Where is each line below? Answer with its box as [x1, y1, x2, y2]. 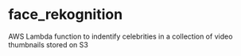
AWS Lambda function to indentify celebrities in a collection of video [8, 32, 233, 41]
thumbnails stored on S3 [8, 39, 89, 49]
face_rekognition [8, 6, 123, 24]
